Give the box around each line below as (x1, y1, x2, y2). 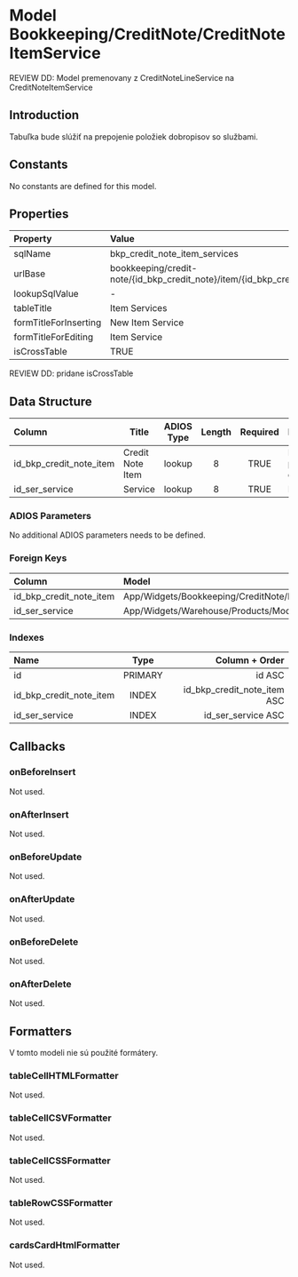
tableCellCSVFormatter (9, 1112, 113, 1124)
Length (200, 426, 232, 438)
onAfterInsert (9, 808, 69, 820)
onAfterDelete (9, 978, 72, 990)
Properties (9, 206, 69, 221)
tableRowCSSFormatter (9, 1196, 114, 1209)
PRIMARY (122, 669, 163, 682)
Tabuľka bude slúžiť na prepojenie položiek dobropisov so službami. (9, 131, 259, 142)
